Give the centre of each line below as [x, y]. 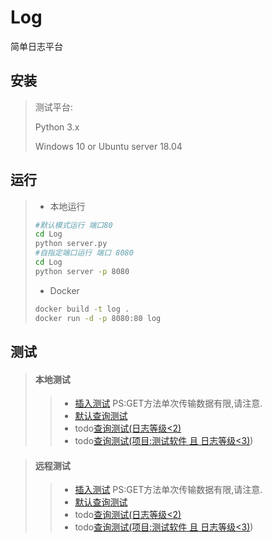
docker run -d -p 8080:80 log [98, 318]
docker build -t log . [82, 309]
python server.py [71, 244]
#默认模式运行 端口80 [73, 225]
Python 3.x [57, 127]
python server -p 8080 [82, 271]
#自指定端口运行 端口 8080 [84, 253]
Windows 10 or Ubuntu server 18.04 [108, 146]
